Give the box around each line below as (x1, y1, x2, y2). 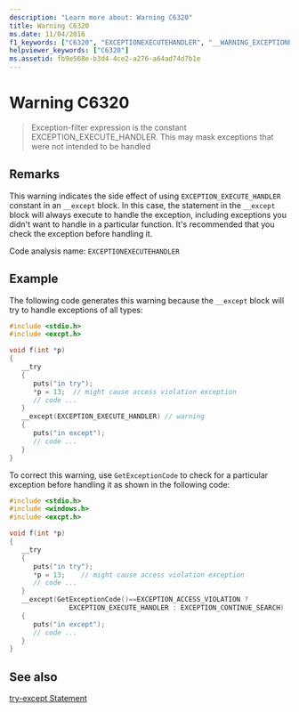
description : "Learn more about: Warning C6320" (9, 12, 193, 22)
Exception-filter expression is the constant (30, 122, 187, 133)
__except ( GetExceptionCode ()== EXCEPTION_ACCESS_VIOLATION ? (20, 595, 249, 604)
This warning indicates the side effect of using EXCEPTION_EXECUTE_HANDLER (9, 190, 281, 201)
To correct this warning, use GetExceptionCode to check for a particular (9, 469, 269, 481)
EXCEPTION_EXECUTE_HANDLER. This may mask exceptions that (30, 131, 274, 142)
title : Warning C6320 (9, 21, 90, 30)
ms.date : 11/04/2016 (9, 29, 86, 38)
